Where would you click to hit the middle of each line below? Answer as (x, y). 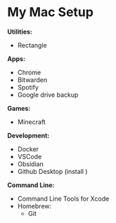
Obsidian (30, 164)
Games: (19, 108)
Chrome (29, 72)
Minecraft (31, 122)
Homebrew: (34, 206)
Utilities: (20, 32)
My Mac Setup (50, 12)
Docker (28, 149)
